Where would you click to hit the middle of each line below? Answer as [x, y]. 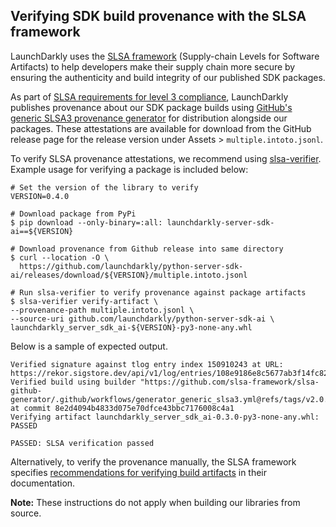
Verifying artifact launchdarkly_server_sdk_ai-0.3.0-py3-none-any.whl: [165, 417]
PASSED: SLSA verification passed [82, 443]
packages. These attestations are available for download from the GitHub [161, 128]
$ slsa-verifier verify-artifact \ [84, 301]
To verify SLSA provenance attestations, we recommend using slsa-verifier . [166, 158]
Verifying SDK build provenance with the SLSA [158, 16]
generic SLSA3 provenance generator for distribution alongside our [149, 118]
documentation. [43, 483]
